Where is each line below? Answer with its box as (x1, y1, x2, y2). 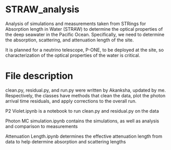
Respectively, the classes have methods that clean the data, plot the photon (5, 92, 166, 98)
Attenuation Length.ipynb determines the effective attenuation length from (5, 133, 163, 139)
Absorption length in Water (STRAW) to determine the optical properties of (5, 26, 163, 32)
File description (5, 70, 73, 82)
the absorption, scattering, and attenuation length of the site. (5, 37, 134, 43)
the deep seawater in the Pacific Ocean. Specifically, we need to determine (5, 31, 165, 37)
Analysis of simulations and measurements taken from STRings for (5, 20, 146, 27)
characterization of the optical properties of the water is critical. (5, 52, 140, 58)
